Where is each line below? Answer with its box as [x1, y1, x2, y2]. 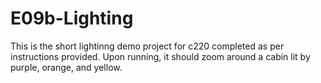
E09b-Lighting [10, 7, 134, 30]
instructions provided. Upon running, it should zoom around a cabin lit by [10, 50, 311, 62]
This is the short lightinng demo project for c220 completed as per [10, 40, 285, 52]
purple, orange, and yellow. [10, 61, 123, 73]
